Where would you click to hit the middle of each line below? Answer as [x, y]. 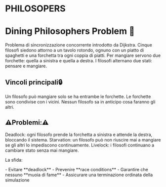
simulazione [17, 180]
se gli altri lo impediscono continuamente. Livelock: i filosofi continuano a [80, 145]
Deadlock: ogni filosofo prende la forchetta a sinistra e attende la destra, [79, 135]
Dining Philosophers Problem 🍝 [70, 31]
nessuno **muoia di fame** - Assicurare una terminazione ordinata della [79, 175]
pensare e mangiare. [26, 66]
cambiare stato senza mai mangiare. [42, 150]
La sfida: [14, 160]
